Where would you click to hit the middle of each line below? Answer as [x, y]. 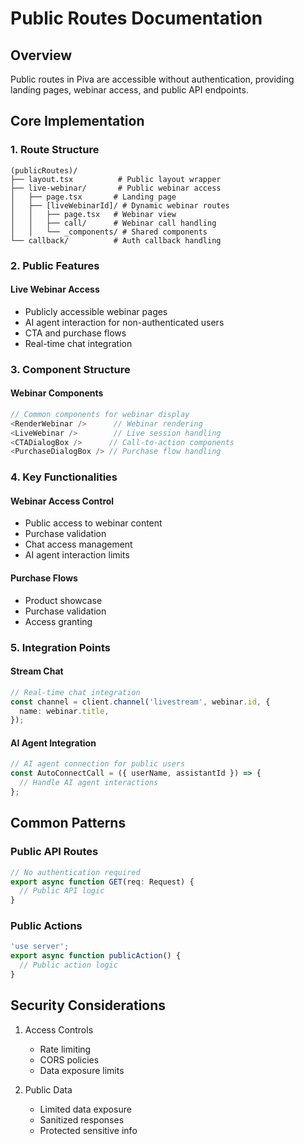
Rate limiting [65, 1049]
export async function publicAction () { [96, 956]
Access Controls [59, 1029]
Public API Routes [54, 852]
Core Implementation [77, 121]
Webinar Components [57, 393]
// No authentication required [75, 872]
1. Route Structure [55, 150]
